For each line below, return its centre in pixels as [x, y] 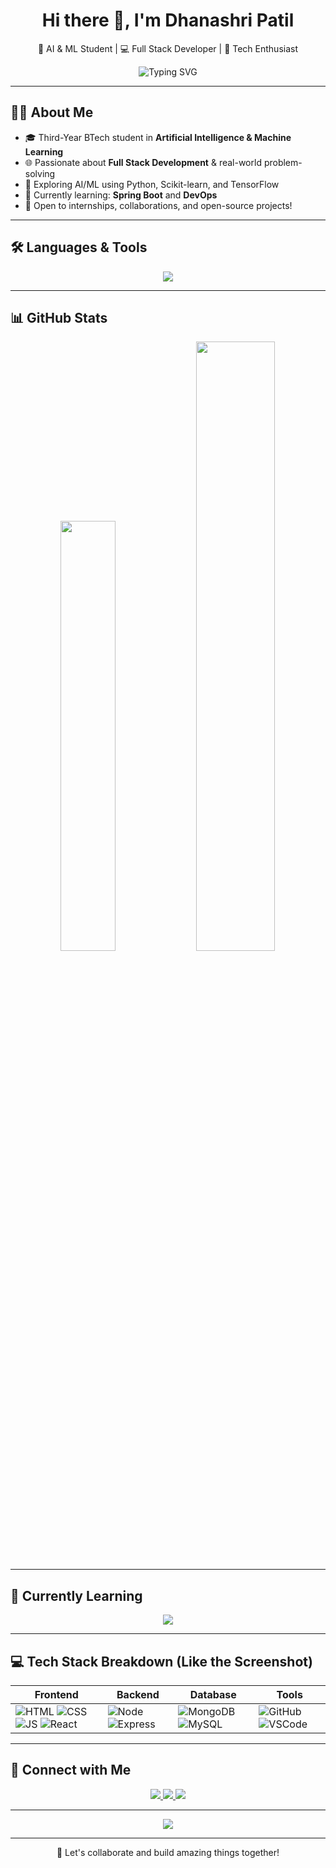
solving [40, 173]
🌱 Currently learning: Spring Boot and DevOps [121, 195]
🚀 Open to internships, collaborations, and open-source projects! [158, 205]
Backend [138, 1694]
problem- [283, 162]
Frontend [56, 1694]
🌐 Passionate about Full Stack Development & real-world [143, 162]
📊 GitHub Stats [59, 317]
